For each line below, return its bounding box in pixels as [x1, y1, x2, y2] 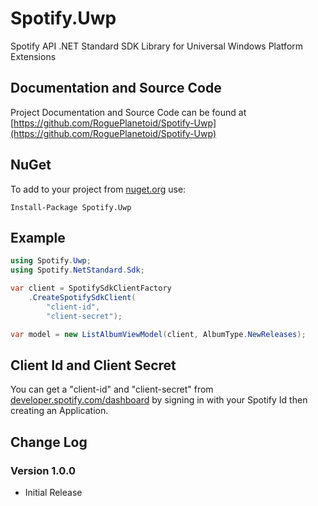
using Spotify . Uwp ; [10, 256, 92, 266]
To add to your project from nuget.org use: [10, 183, 187, 195]
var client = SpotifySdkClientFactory [10, 283, 172, 294]
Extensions [10, 50, 57, 62]
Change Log [10, 433, 88, 451]
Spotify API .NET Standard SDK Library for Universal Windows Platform [10, 40, 304, 52]
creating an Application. [10, 405, 109, 417]
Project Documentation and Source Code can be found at [10, 106, 247, 118]
